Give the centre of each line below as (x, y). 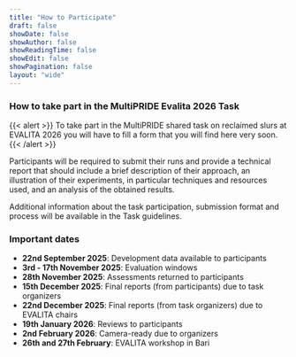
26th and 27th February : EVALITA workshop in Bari (116, 343)
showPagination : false (51, 67)
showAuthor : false (43, 42)
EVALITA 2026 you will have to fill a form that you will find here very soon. (144, 135)
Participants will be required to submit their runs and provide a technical (140, 161)
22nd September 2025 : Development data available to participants (144, 259)
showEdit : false (39, 58)
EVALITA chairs (49, 314)
